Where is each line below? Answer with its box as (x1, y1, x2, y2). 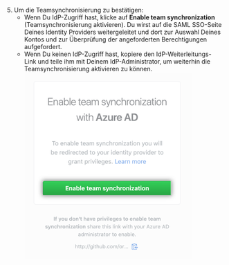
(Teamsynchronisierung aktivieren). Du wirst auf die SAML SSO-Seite (24, 21, 222, 28)
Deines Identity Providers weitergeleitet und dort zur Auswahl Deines (24, 28, 221, 36)
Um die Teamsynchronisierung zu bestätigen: (13, 6, 144, 14)
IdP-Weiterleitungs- (156, 50, 212, 58)
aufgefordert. (24, 43, 62, 51)
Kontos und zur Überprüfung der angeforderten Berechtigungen (24, 35, 208, 44)
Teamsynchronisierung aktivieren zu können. (24, 65, 153, 73)
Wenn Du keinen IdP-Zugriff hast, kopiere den (24, 50, 155, 58)
